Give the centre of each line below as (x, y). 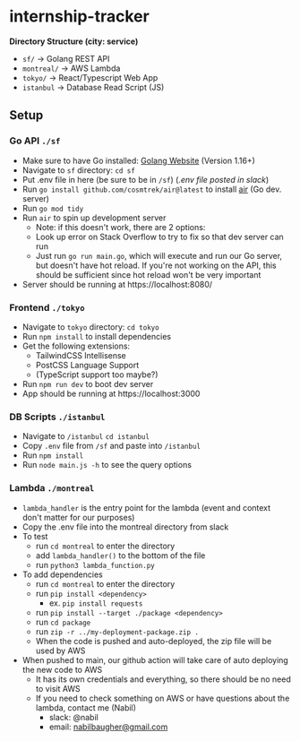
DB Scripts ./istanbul (57, 417)
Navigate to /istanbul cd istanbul (86, 436)
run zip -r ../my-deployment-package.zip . (117, 631)
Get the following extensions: (76, 346)
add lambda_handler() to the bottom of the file (120, 555)
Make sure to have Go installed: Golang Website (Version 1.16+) (138, 160)
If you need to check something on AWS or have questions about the (163, 698)
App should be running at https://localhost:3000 (111, 393)
